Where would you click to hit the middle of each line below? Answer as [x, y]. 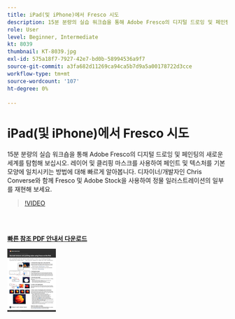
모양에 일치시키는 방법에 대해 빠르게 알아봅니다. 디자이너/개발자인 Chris [105, 172]
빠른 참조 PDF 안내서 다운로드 [47, 239]
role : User [23, 29]
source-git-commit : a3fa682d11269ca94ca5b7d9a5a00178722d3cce [100, 66]
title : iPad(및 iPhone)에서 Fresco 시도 [63, 15]
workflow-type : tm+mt [39, 73]
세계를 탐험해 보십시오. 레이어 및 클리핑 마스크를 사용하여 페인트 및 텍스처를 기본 [116, 163]
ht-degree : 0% [28, 88]
